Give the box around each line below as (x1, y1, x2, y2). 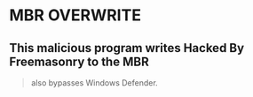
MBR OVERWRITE (9, 5, 142, 26)
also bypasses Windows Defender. (30, 78, 158, 88)
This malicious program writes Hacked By (9, 41, 245, 56)
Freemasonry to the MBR (9, 54, 149, 69)
